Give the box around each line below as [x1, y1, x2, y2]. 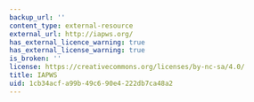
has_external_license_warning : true [9, 46, 145, 55]
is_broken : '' [9, 54, 62, 63]
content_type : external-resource [9, 21, 134, 30]
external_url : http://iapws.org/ [9, 29, 134, 38]
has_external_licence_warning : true [9, 37, 145, 47]
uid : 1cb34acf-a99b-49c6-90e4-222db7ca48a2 [9, 79, 174, 88]
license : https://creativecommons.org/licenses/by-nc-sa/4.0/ [9, 63, 245, 72]
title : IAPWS [9, 71, 58, 80]
